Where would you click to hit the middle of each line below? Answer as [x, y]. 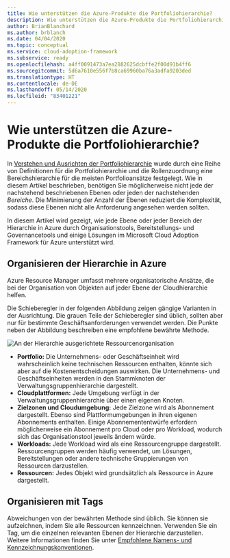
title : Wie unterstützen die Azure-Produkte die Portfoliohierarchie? [110, 13]
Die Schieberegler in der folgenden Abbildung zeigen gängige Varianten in [112, 308]
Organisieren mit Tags [55, 502]
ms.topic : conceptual [38, 45]
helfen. [17, 294]
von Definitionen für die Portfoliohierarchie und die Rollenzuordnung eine [110, 170]
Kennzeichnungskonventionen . [51, 547]
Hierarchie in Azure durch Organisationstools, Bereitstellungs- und [101, 227]
